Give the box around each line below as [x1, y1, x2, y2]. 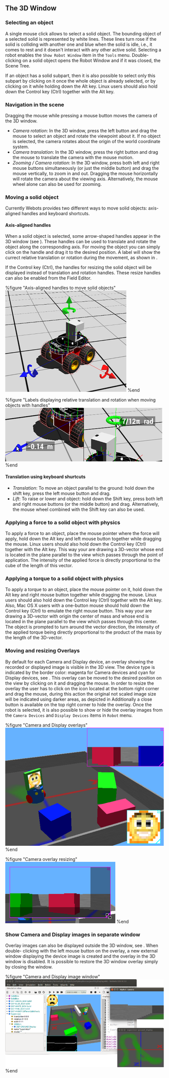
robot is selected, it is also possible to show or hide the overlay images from [5, 707, 163, 713]
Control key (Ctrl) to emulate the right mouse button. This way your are [5, 608, 152, 614]
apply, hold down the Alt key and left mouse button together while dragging [5, 535, 162, 542]
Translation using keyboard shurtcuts [5, 474, 86, 480]
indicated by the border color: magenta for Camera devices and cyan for [5, 669, 155, 676]
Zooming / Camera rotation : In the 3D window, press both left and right [12, 160, 160, 166]
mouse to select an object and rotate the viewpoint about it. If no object [12, 133, 161, 139]
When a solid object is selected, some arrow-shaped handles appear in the [5, 233, 161, 239]
